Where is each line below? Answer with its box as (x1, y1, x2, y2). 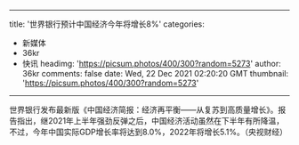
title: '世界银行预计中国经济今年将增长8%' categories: (9, 19, 205, 29)
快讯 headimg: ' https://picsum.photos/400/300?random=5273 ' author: (21, 59, 282, 68)
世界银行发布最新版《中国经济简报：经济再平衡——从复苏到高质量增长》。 (9, 104, 279, 115)
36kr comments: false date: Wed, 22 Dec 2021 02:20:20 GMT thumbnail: (21, 68, 289, 78)
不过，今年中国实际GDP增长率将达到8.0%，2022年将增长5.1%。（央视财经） (9, 126, 287, 137)
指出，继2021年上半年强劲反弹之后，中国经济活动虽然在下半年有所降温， (16, 116, 285, 125)
